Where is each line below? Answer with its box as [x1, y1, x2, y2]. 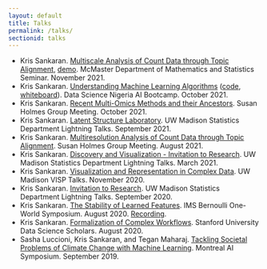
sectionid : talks [8, 34, 66, 42]
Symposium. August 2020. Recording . [41, 209, 167, 219]
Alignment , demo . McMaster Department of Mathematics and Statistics [19, 65, 254, 74]
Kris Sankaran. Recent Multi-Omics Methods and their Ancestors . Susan [19, 98, 257, 108]
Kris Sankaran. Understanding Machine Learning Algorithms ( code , [19, 82, 241, 91]
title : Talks [8, 19, 52, 27]
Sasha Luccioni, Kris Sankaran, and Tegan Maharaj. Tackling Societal [19, 235, 248, 244]
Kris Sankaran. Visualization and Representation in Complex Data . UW [19, 167, 250, 176]
